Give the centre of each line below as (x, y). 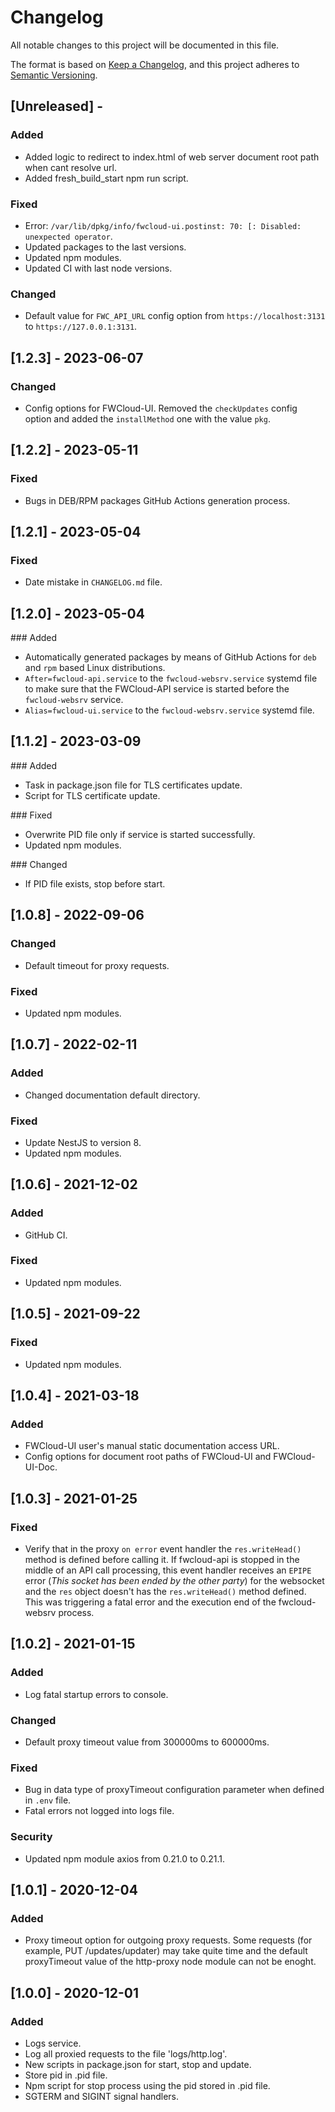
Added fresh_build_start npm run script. (106, 178)
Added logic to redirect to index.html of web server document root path (172, 157)
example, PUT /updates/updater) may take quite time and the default (166, 1951)
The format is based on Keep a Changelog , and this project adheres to (155, 64)
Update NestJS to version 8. (83, 1142)
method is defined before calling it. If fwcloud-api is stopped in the (162, 1559)
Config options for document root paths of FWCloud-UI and (148, 1457)
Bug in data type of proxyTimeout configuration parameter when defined (174, 1790)
